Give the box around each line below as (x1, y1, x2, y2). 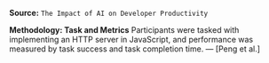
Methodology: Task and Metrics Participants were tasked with (9, 25, 240, 35)
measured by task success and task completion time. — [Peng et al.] (9, 43, 260, 54)
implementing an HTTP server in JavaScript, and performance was (9, 35, 254, 44)
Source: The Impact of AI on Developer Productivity (9, 8, 209, 18)
